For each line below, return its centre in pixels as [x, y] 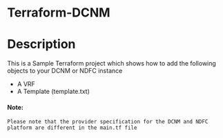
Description [41, 45]
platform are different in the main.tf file [72, 128]
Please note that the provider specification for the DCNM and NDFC [108, 122]
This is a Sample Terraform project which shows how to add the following [111, 63]
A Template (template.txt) [53, 92]
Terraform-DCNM [59, 13]
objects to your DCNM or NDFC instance [65, 71]
